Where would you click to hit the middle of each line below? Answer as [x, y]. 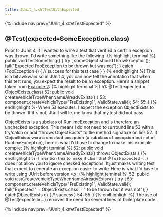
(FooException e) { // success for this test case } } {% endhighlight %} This [80, 71]
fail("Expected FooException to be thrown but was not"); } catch [69, 66]
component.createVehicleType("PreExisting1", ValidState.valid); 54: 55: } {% [81, 102]
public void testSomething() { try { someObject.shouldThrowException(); [78, 61]
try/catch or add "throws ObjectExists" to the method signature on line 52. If [81, 133]
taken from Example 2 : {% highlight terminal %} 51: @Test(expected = [75, 87]
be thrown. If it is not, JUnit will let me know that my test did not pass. [75, 113]
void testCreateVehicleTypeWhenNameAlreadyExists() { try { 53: [69, 179]
